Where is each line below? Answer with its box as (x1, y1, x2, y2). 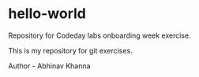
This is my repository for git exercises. (8, 46, 133, 55)
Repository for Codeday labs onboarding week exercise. (8, 31, 191, 40)
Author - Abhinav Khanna (8, 60, 91, 71)
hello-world (8, 5, 87, 23)
